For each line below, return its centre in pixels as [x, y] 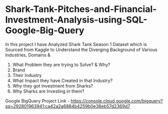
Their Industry [27, 75]
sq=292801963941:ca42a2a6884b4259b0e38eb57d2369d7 [68, 106]
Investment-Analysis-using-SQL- [76, 20]
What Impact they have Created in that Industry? [62, 80]
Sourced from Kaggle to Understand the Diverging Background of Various [81, 49]
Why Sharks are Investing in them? [48, 91]
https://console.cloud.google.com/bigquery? [117, 100]
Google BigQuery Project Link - [37, 100]
